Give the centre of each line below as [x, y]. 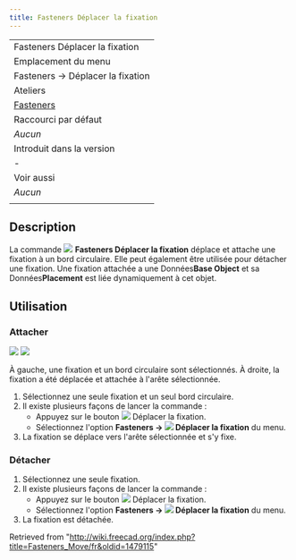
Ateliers [30, 90]
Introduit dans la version [64, 148]
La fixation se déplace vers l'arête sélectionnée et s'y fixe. [129, 437]
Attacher [29, 332]
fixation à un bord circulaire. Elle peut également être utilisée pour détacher [148, 259]
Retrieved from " [39, 537]
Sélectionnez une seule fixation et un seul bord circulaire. [128, 397]
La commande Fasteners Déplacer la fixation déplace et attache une [142, 250]
